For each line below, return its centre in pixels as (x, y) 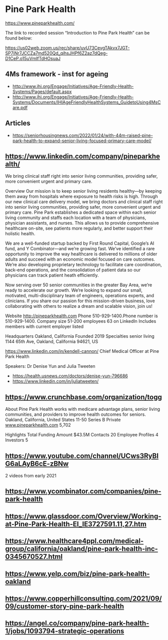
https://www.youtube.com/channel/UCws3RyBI (82, 456)
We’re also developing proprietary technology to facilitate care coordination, (83, 265)
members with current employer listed (44, 327)
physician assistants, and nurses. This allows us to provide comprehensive (82, 223)
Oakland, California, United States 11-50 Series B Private (63, 420)
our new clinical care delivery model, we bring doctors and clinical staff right (84, 202)
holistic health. (20, 234)
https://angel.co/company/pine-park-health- (77, 623)
